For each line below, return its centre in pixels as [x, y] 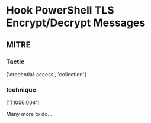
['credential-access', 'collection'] [46, 74]
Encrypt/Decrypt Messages [76, 23]
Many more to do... [29, 114]
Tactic [15, 61]
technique [21, 89]
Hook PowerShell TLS [60, 10]
